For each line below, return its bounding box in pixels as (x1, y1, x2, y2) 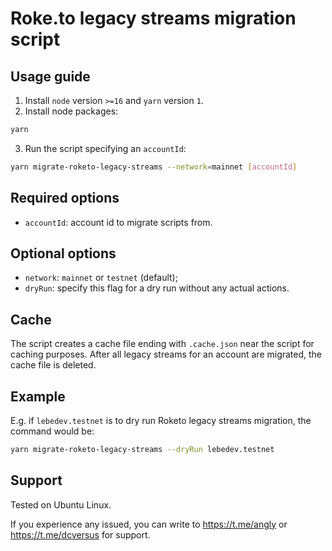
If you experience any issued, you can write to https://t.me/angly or (10, 518, 288, 530)
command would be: (10, 425, 95, 437)
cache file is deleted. (10, 359, 97, 371)
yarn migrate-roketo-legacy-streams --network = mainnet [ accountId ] (10, 162, 298, 172)
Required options (10, 190, 120, 207)
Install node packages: (24, 105, 119, 117)
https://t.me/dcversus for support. (10, 528, 151, 541)
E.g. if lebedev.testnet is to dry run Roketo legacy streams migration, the (10, 415, 312, 426)
